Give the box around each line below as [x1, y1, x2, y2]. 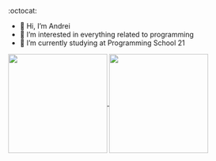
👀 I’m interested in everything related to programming [19, 30, 194, 39]
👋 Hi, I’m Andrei [19, 21, 71, 30]
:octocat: [8, 6, 37, 15]
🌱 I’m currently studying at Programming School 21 [19, 38, 186, 48]
